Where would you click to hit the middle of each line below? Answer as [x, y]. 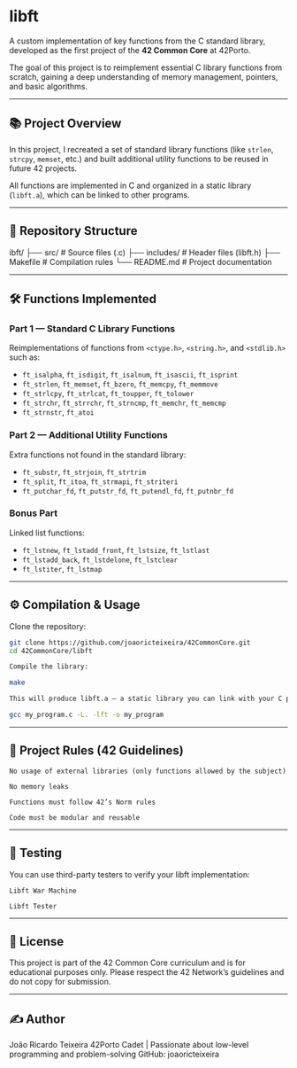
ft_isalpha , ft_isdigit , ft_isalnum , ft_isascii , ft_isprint [130, 375]
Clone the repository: [48, 626]
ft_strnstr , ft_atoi [58, 412]
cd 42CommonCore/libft [51, 651]
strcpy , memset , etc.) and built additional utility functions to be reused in [139, 159]
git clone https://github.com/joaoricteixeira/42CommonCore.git [130, 643]
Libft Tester [33, 906]
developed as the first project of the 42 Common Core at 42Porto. [130, 50]
